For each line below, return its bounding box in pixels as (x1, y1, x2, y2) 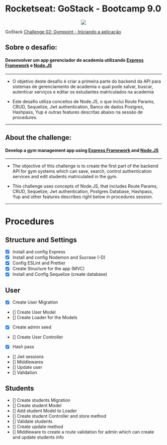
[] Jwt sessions (12, 354, 44, 360)
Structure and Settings (5, 235, 77, 244)
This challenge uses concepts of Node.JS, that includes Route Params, (12, 183, 158, 189)
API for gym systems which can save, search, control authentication (12, 168, 152, 174)
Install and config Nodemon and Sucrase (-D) (12, 254, 106, 260)
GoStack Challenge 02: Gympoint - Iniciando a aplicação (5, 28, 121, 35)
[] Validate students (12, 419, 53, 425)
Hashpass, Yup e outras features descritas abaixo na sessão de (12, 109, 143, 115)
